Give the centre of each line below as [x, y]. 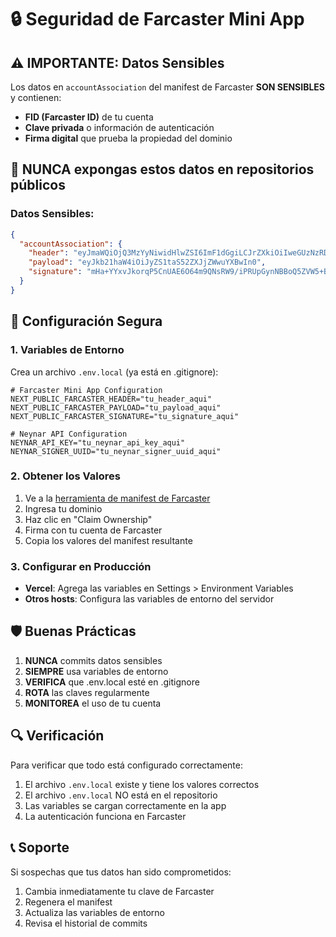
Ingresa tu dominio [63, 508]
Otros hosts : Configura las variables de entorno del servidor [149, 599]
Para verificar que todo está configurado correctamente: [126, 765]
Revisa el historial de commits [86, 923]
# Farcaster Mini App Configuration [86, 390]
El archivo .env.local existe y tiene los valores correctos [142, 784]
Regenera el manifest [68, 902]
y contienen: [36, 97]
